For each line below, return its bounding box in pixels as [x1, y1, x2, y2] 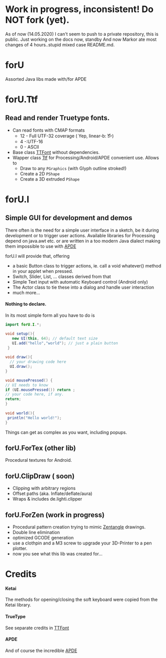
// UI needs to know [5, 382, 49, 388]
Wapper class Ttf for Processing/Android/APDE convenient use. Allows [12, 154, 159, 160]
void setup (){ [5, 331, 35, 336]
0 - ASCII [20, 144, 39, 150]
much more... [12, 289, 40, 296]
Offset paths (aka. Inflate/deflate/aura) [12, 490, 93, 497]
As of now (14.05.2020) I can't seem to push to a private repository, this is [5, 31, 158, 37]
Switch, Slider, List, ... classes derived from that [12, 273, 111, 280]
